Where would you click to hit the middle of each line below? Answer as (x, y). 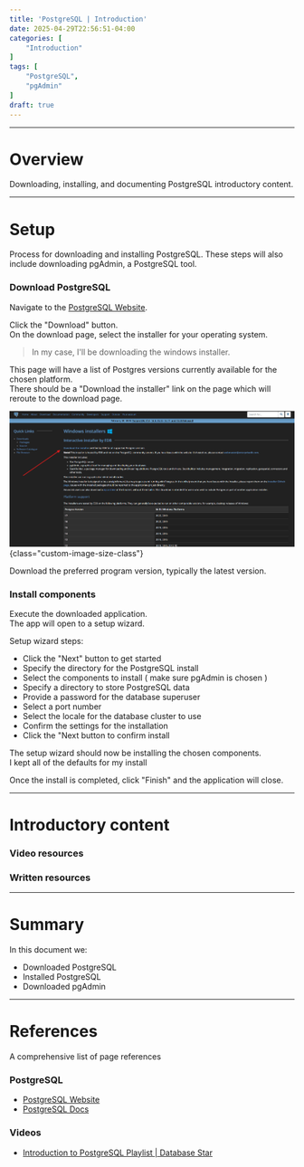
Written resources (50, 878)
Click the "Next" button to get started (92, 658)
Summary (47, 925)
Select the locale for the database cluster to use (112, 716)
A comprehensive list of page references (85, 1057)
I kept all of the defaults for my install (78, 762)
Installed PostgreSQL (62, 977)
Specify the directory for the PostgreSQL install (110, 668)
